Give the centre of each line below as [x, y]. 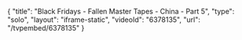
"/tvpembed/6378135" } [46, 28]
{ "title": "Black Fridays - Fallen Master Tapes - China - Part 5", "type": [121, 11]
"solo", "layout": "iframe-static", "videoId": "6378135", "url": [104, 20]
